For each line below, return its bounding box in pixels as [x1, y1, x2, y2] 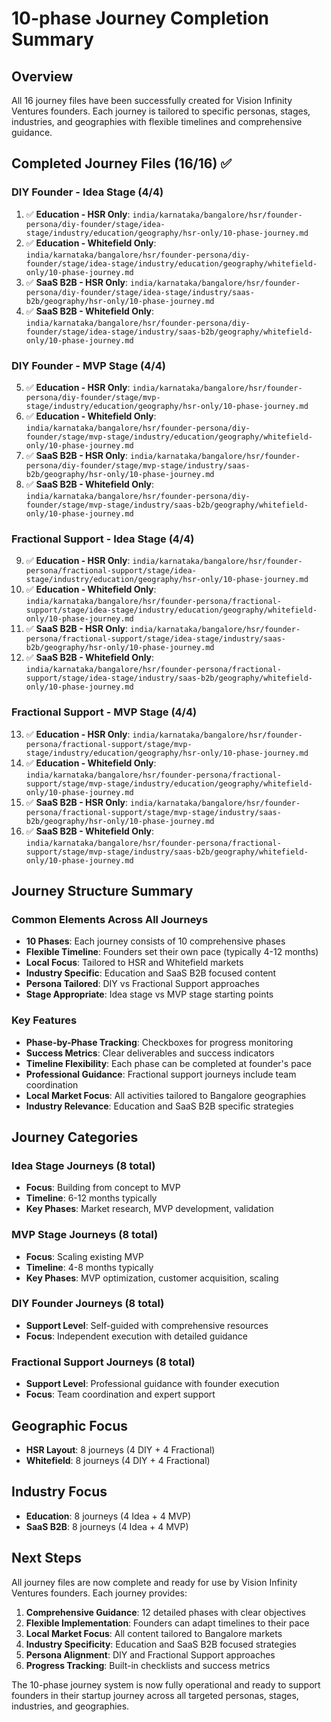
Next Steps [11, 1550, 82, 1567]
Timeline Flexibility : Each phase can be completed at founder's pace [25, 1057, 312, 1069]
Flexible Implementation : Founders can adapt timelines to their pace [25, 1617, 310, 1629]
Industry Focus [11, 1483, 108, 1501]
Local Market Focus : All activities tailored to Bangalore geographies [25, 1089, 307, 1101]
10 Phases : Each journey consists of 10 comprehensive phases [25, 935, 286, 947]
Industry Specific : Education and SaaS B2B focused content [25, 967, 277, 979]
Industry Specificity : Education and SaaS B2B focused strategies [25, 1638, 297, 1650]
